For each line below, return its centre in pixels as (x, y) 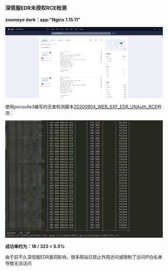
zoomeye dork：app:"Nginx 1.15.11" (43, 20)
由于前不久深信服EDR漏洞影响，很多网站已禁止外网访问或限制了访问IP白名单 (84, 257)
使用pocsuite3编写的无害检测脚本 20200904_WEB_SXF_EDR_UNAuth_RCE (81, 107)
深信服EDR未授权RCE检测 (36, 8)
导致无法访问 (18, 263)
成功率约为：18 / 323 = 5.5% (35, 246)
